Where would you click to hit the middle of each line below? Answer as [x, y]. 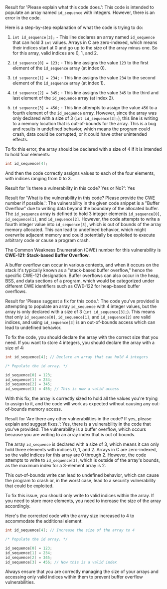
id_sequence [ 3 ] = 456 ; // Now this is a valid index [61, 562]
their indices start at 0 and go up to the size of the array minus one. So [85, 48]
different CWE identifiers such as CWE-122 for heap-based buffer [73, 286]
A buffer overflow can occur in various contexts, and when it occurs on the [82, 265]
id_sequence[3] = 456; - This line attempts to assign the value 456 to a [85, 108]
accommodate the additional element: [44, 521]
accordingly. [18, 506]
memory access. [45, 409]
